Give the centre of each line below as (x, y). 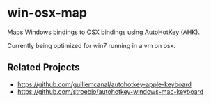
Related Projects (44, 68)
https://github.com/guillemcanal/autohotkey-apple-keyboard (104, 84)
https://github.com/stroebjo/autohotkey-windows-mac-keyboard (110, 91)
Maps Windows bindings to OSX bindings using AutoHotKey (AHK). (104, 32)
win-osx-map (47, 13)
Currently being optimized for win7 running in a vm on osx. (92, 45)
